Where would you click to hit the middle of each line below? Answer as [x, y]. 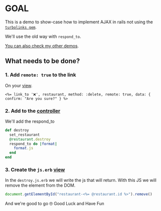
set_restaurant [25, 135]
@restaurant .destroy [30, 139]
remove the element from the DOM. [40, 185]
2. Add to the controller [33, 111]
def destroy [17, 130]
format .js [24, 148]
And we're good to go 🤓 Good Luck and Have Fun [55, 204]
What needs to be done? [43, 61]
